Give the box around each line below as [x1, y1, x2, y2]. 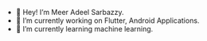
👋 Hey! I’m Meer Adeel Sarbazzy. [15, 8, 125, 17]
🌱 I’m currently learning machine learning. [15, 24, 154, 33]
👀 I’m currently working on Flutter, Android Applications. [15, 16, 200, 25]
